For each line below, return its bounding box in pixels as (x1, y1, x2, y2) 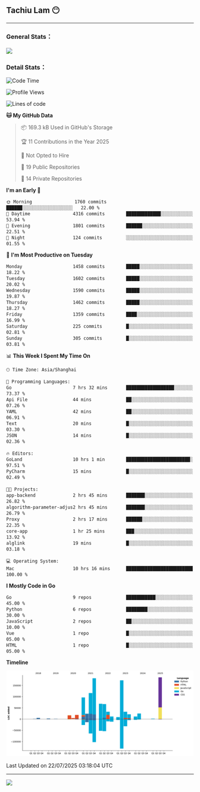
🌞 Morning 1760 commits (6, 199, 107, 205)
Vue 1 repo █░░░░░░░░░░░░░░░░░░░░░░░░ (6, 630, 193, 636)
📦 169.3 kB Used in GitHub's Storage (20, 124, 113, 131)
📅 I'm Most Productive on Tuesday (6, 251, 93, 258)
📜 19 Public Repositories (20, 163, 80, 170)
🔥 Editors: (6, 450, 34, 457)
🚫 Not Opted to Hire (20, 152, 70, 159)
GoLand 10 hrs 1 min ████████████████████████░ (6, 456, 193, 463)
